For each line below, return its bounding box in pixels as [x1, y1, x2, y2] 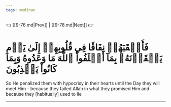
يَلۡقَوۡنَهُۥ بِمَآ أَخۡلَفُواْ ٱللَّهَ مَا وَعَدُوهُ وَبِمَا [6, 52, 163, 64]
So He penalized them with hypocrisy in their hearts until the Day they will [6, 80, 160, 86]
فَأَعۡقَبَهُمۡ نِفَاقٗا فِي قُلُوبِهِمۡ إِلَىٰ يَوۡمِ [6, 41, 149, 53]
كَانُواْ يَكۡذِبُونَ [6, 63, 57, 74]
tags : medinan [6, 7, 36, 13]
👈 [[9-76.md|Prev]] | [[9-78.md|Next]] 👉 [6, 21, 94, 28]
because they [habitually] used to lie [6, 91, 82, 97]
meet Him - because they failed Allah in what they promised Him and [6, 85, 150, 92]
